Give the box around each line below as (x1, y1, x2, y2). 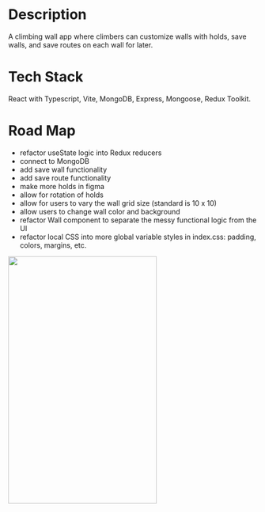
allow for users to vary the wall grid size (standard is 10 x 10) (19, 198, 218, 207)
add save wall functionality (19, 165, 108, 174)
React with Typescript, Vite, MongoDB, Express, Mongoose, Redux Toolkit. (8, 93, 252, 104)
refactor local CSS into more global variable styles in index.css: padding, (19, 232, 257, 241)
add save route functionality (19, 173, 112, 183)
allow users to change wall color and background (19, 207, 180, 216)
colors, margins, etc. (19, 240, 87, 250)
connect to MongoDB (19, 156, 89, 165)
